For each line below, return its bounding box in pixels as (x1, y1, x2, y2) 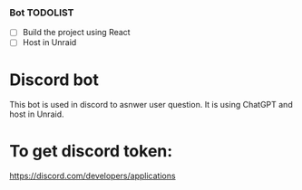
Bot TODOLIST (9, 6, 74, 19)
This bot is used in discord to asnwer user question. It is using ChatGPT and (9, 100, 293, 110)
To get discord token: (9, 140, 173, 161)
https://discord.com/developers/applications (9, 170, 176, 182)
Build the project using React (22, 27, 131, 38)
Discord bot (9, 70, 100, 90)
